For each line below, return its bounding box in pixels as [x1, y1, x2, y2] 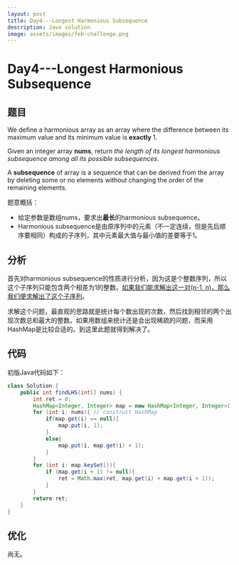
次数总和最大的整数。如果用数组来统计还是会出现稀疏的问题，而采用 [13, 316, 213, 325]
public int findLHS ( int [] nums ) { [20, 389, 122, 396]
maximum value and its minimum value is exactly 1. [7, 133, 158, 142]
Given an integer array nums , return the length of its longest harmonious [7, 147, 221, 155]
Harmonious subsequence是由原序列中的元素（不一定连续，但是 [17, 222, 208, 231]
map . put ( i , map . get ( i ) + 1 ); [58, 442, 145, 449]
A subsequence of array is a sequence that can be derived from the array [7, 168, 225, 177]
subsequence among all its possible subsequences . [7, 155, 159, 163]
